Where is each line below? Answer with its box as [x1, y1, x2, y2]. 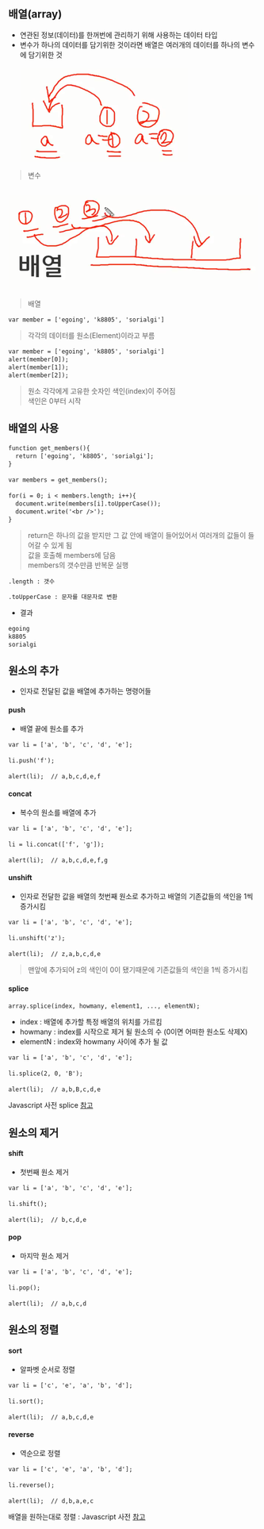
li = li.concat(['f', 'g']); [8, 840, 105, 848]
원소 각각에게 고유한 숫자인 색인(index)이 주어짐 [27, 386, 176, 395]
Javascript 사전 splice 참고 [8, 1101, 94, 1110]
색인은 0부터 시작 [27, 396, 82, 405]
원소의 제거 [8, 1126, 59, 1139]
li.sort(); [8, 1397, 44, 1405]
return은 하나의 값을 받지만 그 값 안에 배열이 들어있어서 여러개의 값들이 [27, 530, 247, 540]
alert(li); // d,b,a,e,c [8, 1496, 94, 1505]
